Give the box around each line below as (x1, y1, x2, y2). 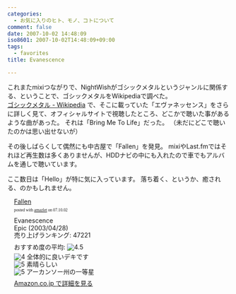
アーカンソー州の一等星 (26, 267, 95, 276)
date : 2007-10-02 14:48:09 (7, 30, 87, 37)
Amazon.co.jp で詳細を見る (13, 279, 93, 288)
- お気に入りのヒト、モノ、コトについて (13, 17, 114, 24)
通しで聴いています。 (19, 160, 81, 168)
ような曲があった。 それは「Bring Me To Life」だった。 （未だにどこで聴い (7, 118, 226, 127)
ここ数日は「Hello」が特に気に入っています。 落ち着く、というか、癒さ (7, 175, 216, 183)
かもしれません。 (25, 183, 76, 192)
